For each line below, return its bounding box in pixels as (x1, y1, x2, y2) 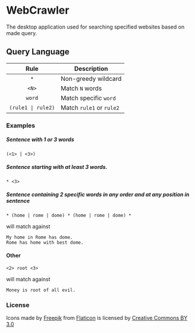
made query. (6, 29, 37, 36)
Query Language (6, 47, 70, 57)
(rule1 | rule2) (9, 104, 55, 111)
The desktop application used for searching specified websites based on (6, 23, 185, 30)
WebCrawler (6, 4, 70, 17)
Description (74, 64, 108, 73)
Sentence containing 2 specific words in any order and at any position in (6, 191, 190, 198)
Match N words (60, 84, 102, 92)
